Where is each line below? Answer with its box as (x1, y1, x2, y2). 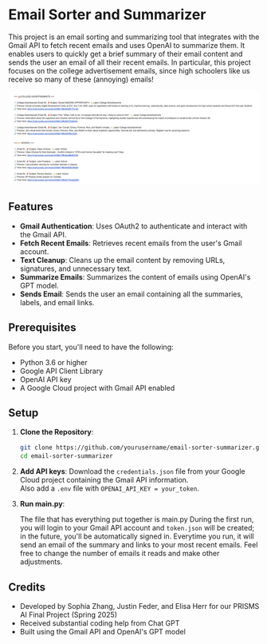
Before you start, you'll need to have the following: (8, 342, 174, 352)
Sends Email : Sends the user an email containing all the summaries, (19, 289, 243, 299)
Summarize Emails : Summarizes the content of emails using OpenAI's (19, 272, 251, 281)
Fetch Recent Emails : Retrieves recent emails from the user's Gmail (19, 238, 242, 248)
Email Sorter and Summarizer (8, 6, 206, 24)
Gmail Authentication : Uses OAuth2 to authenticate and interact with (19, 221, 248, 231)
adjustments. (19, 557, 63, 566)
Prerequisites (8, 321, 77, 335)
